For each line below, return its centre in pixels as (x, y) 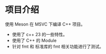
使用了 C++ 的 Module (34, 40)
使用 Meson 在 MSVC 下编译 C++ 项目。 (45, 24)
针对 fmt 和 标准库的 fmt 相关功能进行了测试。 (58, 46)
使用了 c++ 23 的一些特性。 (40, 34)
